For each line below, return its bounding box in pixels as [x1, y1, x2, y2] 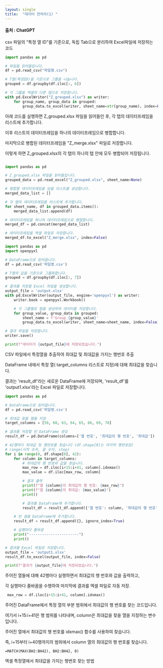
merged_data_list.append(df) [14, 209, 73, 214]
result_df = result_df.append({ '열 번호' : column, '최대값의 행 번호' [22, 506, 158, 510]
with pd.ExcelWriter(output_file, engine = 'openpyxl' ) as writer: [5, 293, 140, 298]
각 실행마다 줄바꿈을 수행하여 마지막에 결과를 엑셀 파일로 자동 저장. [5, 583, 130, 589]
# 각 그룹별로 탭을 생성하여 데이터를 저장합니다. [14, 306, 98, 311]
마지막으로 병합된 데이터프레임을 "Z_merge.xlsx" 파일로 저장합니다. [5, 140, 133, 146]
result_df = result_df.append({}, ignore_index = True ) [14, 519, 125, 524]
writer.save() [5, 333, 34, 338]
